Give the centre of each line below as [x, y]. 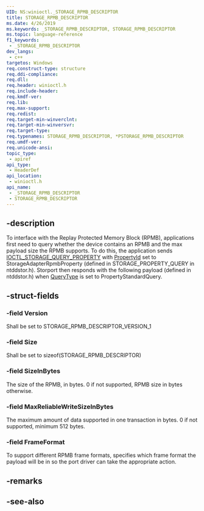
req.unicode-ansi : [30, 148]
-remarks [24, 481]
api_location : [24, 176]
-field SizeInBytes [33, 371]
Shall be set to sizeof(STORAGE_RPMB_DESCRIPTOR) [74, 355]
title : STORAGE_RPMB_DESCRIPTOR [47, 18]
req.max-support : [28, 108]
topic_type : [21, 153]
